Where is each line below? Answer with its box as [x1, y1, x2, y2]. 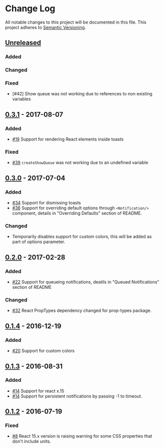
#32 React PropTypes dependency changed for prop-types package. [12, 308, 152, 313]
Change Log [5, 3, 55, 14]
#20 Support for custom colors [12, 348, 75, 354]
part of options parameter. [12, 239, 65, 245]
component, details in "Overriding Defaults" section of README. [12, 210, 142, 216]
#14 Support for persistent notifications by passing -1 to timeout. [12, 393, 142, 399]
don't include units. [12, 438, 51, 445]
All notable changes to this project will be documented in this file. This [5, 19, 147, 25]
